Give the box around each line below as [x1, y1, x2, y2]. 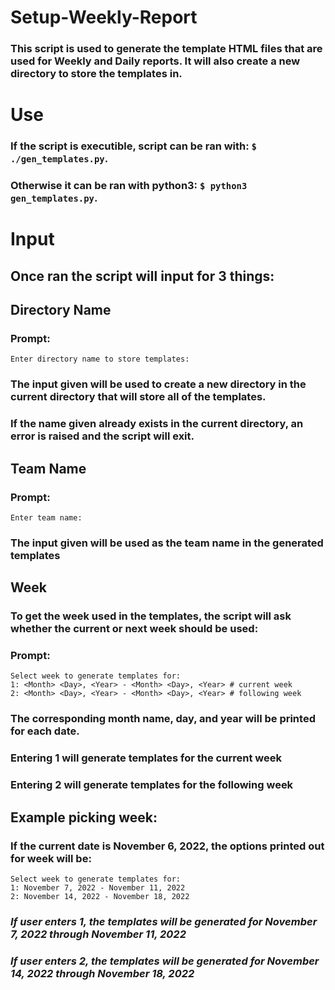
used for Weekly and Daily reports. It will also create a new [10, 54, 301, 68]
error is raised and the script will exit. [10, 429, 195, 443]
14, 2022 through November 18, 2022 [10, 966, 195, 980]
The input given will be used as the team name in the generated [10, 536, 324, 550]
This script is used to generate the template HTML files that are [10, 42, 323, 56]
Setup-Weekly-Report [10, 6, 198, 29]
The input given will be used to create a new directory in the [10, 377, 307, 391]
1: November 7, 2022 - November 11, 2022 [10, 882, 186, 893]
